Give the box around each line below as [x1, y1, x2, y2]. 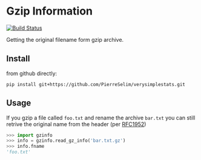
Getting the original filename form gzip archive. [6, 36, 124, 43]
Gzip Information [6, 4, 93, 18]
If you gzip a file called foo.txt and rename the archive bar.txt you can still [6, 114, 196, 121]
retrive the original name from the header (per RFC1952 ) [6, 120, 147, 128]
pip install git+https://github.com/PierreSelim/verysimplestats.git [6, 81, 186, 87]
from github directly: [6, 70, 58, 77]
